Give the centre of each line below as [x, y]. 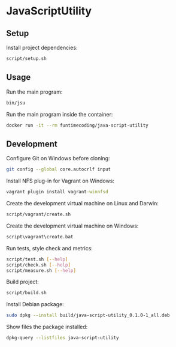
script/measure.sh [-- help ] [41, 270]
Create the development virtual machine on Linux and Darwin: [82, 203]
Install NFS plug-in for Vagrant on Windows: [60, 181]
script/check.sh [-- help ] [38, 265]
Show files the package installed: [47, 327]
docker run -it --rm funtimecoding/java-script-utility [77, 125]
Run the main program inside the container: [60, 114]
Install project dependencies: [42, 47]
